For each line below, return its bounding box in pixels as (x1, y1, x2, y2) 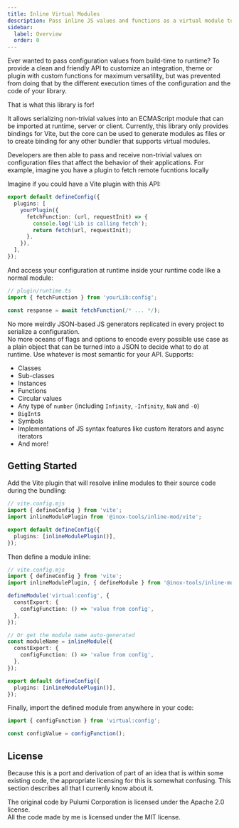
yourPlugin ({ (20, 206, 59, 214)
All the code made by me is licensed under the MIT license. (7, 813, 181, 821)
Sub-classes (17, 371, 55, 379)
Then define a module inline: (7, 552, 91, 561)
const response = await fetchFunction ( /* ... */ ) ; (7, 307, 161, 314)
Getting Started (7, 460, 78, 472)
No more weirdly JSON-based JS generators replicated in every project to (7, 320, 225, 328)
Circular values (17, 394, 63, 402)
